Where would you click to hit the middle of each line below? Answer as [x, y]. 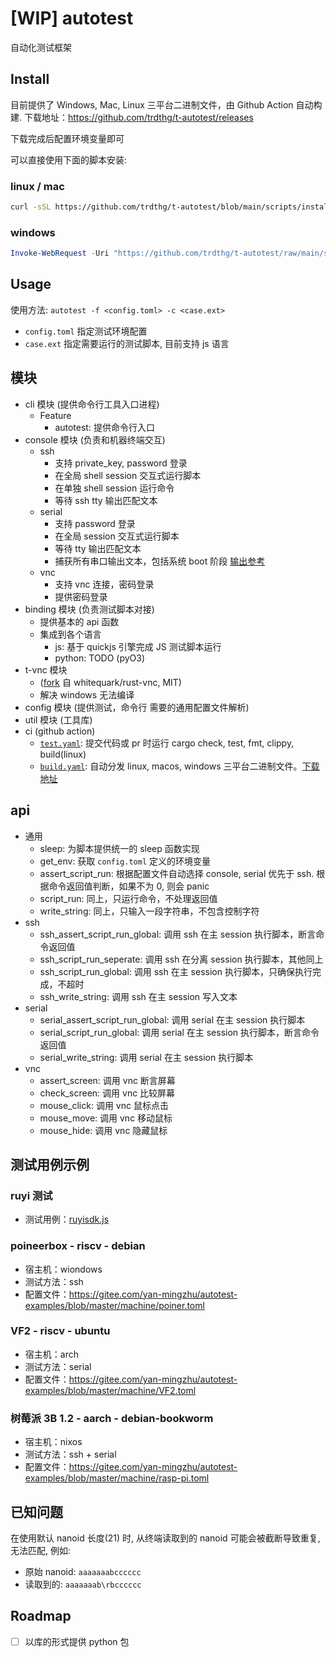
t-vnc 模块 [46, 669]
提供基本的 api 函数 [79, 621]
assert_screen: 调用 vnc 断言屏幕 [107, 1080]
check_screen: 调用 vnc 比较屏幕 [107, 1093]
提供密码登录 [81, 596]
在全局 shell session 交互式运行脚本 [128, 475]
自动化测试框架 [41, 47]
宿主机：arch [51, 1354]
